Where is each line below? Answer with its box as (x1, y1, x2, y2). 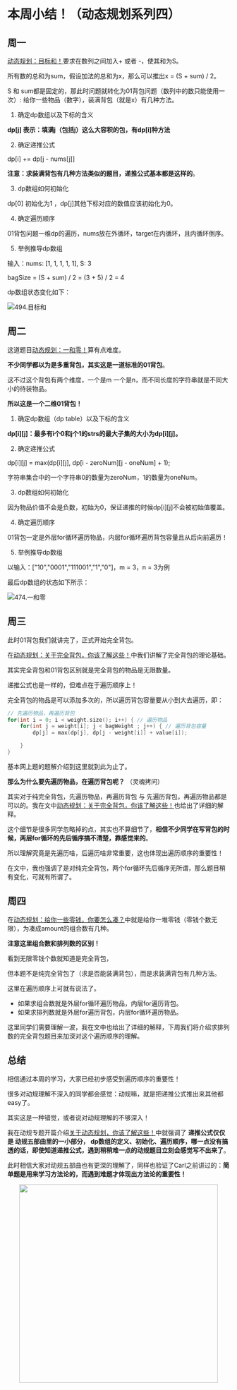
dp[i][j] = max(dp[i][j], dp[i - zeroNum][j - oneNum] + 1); (7, 458, 171, 466)
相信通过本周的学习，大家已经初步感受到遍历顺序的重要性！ (7, 1074, 181, 1083)
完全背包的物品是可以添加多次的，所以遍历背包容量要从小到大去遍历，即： (7, 696, 224, 704)
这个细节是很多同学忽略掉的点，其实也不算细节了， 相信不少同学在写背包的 (7, 825, 224, 833)
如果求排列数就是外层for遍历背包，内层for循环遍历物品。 (17, 1008, 183, 1016)
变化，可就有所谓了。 (13, 872, 75, 881)
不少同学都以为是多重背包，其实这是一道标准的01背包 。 (7, 361, 169, 369)
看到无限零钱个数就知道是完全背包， (7, 954, 113, 962)
